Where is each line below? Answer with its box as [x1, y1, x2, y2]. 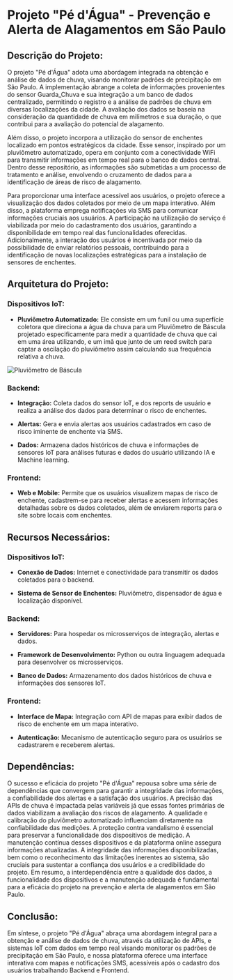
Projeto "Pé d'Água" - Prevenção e [7, 7, 211, 23]
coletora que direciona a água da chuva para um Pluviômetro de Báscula [17, 322, 226, 331]
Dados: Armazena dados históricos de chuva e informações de [17, 440, 200, 449]
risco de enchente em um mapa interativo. [17, 719, 139, 728]
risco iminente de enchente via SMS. [17, 427, 123, 435]
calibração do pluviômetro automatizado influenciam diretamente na [7, 816, 203, 824]
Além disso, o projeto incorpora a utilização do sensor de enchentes [7, 133, 203, 142]
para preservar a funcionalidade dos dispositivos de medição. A [7, 831, 191, 840]
